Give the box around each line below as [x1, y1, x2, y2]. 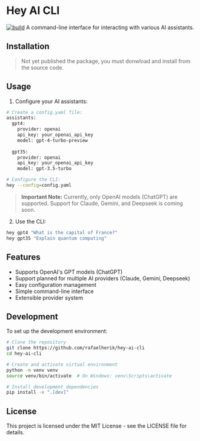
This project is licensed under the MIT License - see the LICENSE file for [6, 422, 187, 429]
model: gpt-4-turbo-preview [17, 137, 88, 143]
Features [6, 252, 41, 263]
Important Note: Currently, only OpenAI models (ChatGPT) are [21, 193, 178, 200]
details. [6, 429, 25, 436]
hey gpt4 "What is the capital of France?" [6, 229, 118, 235]
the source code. [21, 64, 64, 71]
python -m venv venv [6, 367, 59, 373]
